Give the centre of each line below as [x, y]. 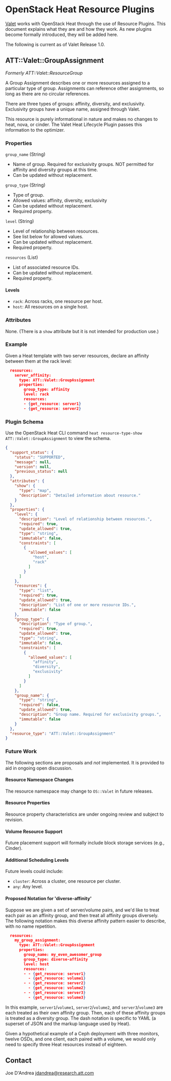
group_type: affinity [47, 390]
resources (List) [22, 258]
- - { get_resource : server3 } [55, 993]
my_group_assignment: [37, 940]
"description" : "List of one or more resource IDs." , [78, 605]
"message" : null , [33, 462]
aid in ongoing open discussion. [39, 768]
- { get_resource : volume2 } [57, 988]
